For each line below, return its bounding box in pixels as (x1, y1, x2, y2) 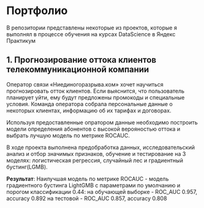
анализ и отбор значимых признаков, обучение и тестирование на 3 (6, 150, 186, 157)
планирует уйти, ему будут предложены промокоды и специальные (6, 93, 185, 101)
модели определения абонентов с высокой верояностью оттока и (6, 125, 181, 133)
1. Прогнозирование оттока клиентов (6, 55, 157, 65)
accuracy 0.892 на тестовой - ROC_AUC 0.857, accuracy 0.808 (6, 195, 167, 202)
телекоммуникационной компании (6, 64, 149, 75)
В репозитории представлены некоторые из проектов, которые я (6, 24, 178, 31)
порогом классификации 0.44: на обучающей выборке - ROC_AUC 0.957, (6, 188, 197, 195)
